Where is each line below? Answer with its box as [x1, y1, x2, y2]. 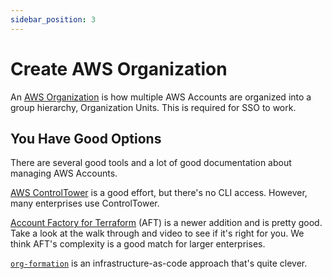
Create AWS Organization [10, 57, 228, 80]
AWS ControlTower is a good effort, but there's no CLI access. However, [10, 187, 308, 199]
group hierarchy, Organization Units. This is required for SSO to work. [10, 101, 297, 113]
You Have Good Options [10, 130, 162, 147]
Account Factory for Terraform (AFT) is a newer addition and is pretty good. [10, 217, 323, 229]
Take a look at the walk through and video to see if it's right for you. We [10, 227, 305, 240]
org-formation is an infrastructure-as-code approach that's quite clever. [10, 257, 308, 270]
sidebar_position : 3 [10, 14, 97, 25]
